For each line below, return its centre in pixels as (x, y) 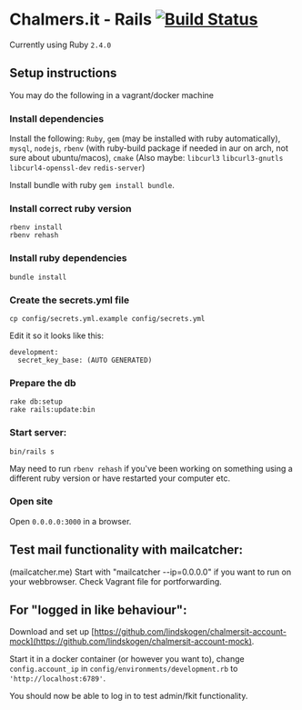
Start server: (38, 433)
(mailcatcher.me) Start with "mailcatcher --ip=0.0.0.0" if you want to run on (151, 572)
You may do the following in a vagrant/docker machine (111, 95)
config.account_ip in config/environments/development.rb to (124, 669)
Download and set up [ (52, 632)
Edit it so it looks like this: (57, 335)
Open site (31, 502)
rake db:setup (36, 402)
